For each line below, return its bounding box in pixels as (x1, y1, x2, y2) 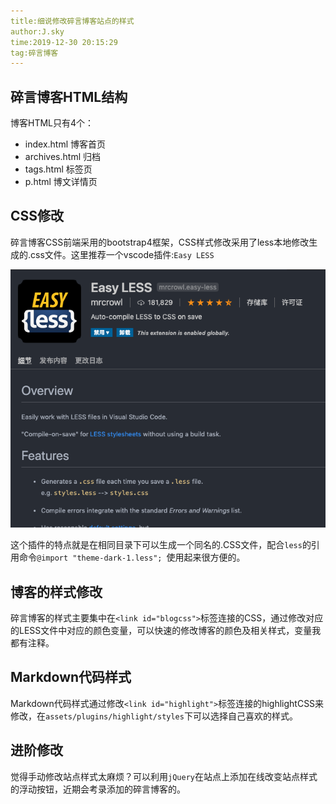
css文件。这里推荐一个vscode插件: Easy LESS (30, 248, 215, 260)
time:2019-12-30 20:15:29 (10, 37, 118, 47)
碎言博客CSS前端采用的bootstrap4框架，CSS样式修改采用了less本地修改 (10, 236, 310, 248)
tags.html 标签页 (24, 163, 93, 175)
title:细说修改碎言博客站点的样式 (10, 16, 135, 26)
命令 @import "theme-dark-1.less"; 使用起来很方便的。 (18, 551, 246, 564)
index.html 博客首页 (24, 138, 107, 150)
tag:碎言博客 (10, 48, 59, 58)
